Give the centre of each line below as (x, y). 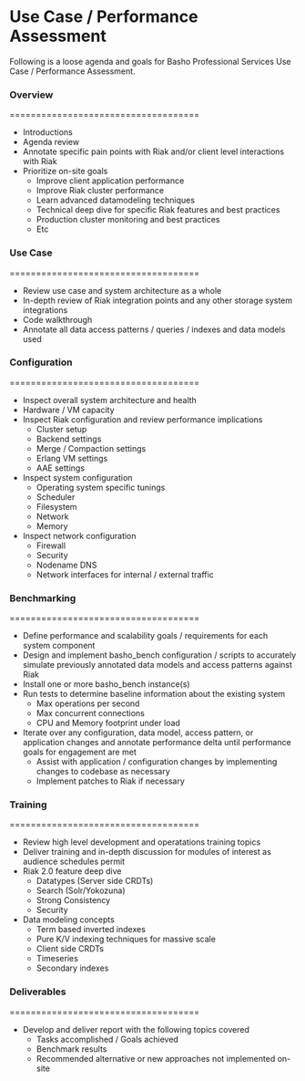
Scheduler (56, 497)
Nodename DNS (66, 565)
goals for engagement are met (79, 752)
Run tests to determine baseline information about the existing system (154, 694)
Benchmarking (43, 598)
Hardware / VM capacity (69, 410)
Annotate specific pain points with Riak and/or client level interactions (153, 151)
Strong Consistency (73, 900)
